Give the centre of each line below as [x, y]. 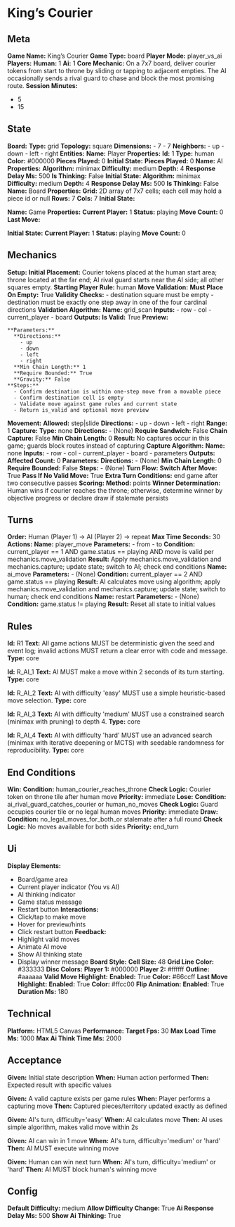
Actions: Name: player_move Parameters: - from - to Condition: [101, 544]
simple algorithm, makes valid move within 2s [73, 1127]
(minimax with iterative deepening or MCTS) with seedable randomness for [116, 743]
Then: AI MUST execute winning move [63, 1148]
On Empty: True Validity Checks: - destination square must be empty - [110, 294]
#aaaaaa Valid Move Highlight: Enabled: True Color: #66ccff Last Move [122, 976]
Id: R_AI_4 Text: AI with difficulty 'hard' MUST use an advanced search [110, 735]
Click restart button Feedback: [62, 931]
